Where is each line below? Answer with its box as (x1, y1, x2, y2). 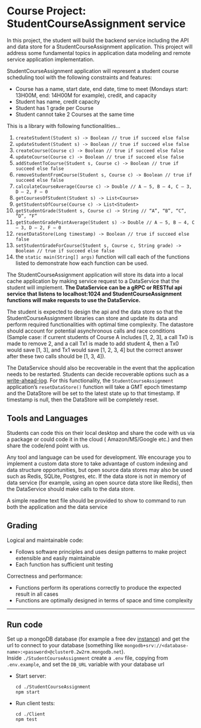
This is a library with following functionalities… (7, 122, 121, 129)
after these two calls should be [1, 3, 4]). (7, 352, 106, 360)
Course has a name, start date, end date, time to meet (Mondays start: (15, 85, 188, 92)
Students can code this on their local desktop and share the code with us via (7, 429, 195, 436)
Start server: (15, 672, 47, 680)
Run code (7, 619, 43, 629)
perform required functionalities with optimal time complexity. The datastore (7, 321, 194, 328)
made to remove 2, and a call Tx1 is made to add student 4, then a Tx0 (7, 340, 180, 347)
